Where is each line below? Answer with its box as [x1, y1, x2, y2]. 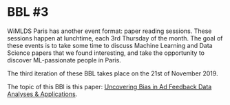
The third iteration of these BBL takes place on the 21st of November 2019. [7, 69, 218, 78]
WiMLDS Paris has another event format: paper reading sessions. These [7, 27, 212, 35]
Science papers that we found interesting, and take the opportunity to [7, 49, 205, 57]
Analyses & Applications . [7, 90, 78, 98]
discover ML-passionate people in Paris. [7, 56, 122, 64]
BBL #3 [7, 4, 49, 20]
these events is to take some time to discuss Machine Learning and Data [7, 41, 213, 49]
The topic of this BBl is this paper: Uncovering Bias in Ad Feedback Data [7, 82, 212, 91]
